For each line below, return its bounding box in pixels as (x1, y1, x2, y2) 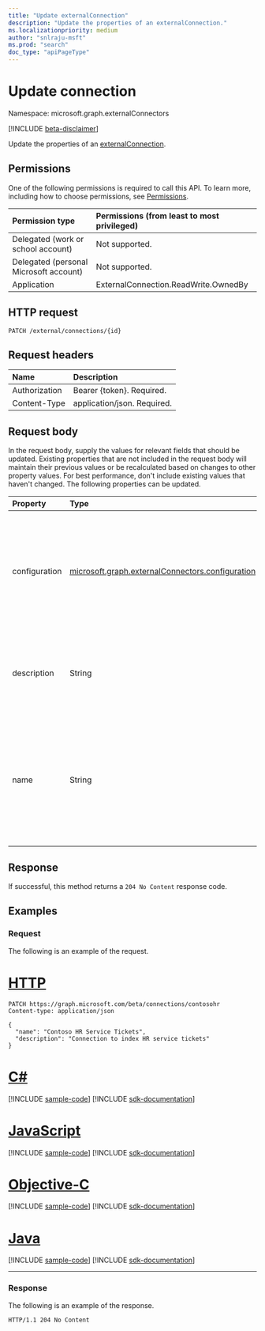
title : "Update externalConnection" (8, 11, 129, 20)
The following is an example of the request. (8, 946, 149, 955)
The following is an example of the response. (8, 1300, 155, 1310)
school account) (12, 243, 73, 254)
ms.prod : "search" (8, 41, 69, 49)
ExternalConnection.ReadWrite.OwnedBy (95, 278, 248, 289)
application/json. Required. (73, 398, 172, 409)
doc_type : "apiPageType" (8, 48, 90, 56)
